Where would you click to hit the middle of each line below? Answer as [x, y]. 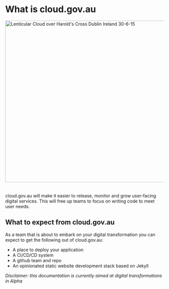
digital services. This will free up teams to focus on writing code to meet [80, 201]
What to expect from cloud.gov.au [60, 223]
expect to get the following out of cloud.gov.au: [54, 240]
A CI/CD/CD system [33, 255]
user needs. [18, 206]
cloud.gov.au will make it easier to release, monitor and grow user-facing [81, 196]
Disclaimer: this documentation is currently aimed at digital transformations [84, 275]
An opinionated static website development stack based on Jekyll [80, 266]
